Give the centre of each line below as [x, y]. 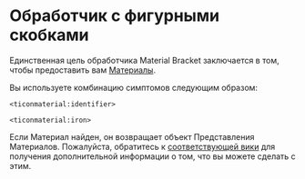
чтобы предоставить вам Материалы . [83, 70]
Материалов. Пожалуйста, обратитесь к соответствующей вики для [142, 146]
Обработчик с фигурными [115, 16]
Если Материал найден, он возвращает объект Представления [132, 136]
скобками [49, 35]
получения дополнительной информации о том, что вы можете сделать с [152, 156]
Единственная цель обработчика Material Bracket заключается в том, [144, 60]
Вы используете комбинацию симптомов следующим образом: [133, 87]
